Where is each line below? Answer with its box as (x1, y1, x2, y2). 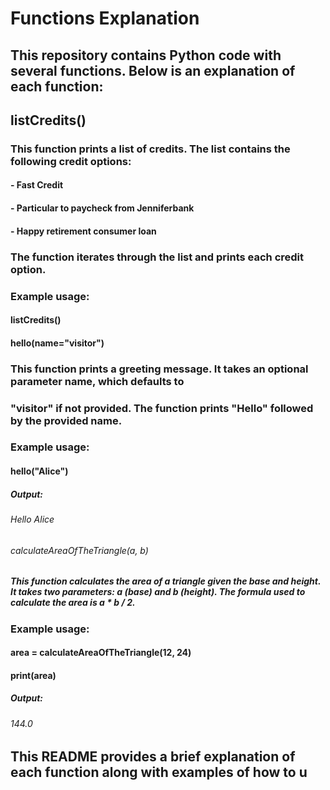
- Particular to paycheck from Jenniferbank (10, 202, 195, 214)
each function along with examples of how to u (10, 764, 308, 781)
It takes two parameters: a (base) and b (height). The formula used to (10, 586, 306, 598)
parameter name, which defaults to (10, 374, 185, 388)
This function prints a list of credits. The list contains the (10, 142, 291, 156)
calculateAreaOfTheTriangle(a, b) (10, 544, 149, 556)
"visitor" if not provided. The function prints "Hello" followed (10, 401, 314, 415)
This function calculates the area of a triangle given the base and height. (10, 575, 322, 587)
